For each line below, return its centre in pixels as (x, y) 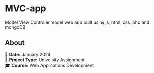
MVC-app (26, 9)
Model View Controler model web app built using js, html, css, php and (77, 22)
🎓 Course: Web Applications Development (50, 65)
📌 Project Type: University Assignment (45, 60)
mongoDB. (16, 27)
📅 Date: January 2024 (28, 54)
